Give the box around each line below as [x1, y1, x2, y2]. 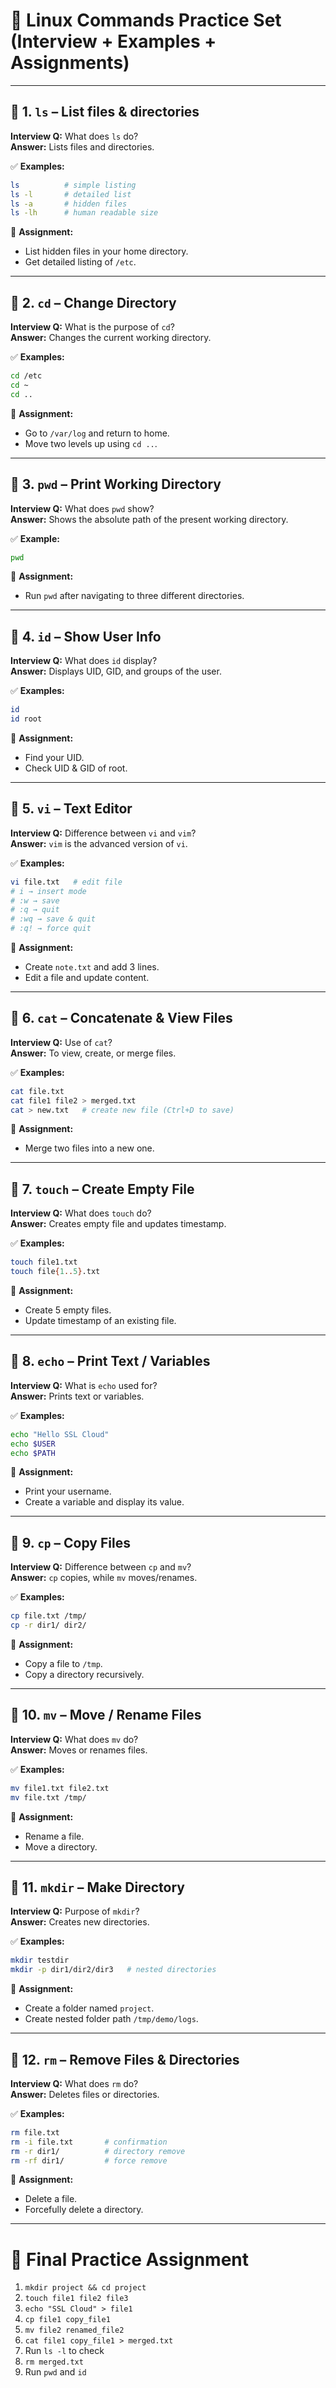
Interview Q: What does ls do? [10, 130, 139, 142]
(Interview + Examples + [10, 30, 217, 53]
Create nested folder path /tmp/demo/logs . [24, 2013, 199, 2025]
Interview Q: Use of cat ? [10, 1036, 113, 1048]
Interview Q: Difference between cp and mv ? [10, 1561, 192, 1573]
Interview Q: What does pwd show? [10, 502, 155, 514]
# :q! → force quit [10, 924, 92, 934]
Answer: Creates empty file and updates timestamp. [10, 1218, 227, 1230]
